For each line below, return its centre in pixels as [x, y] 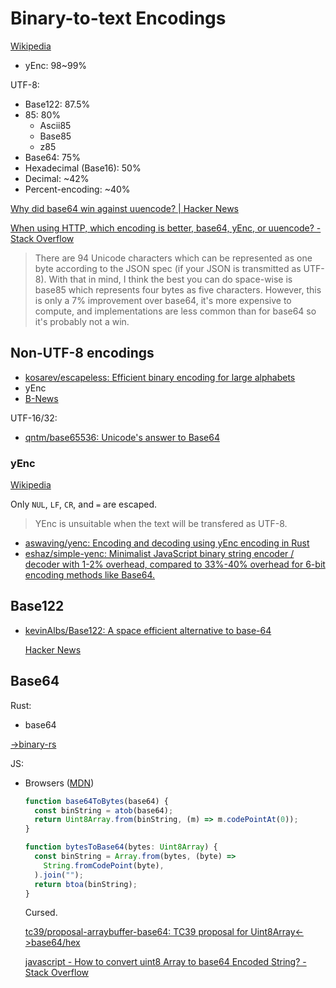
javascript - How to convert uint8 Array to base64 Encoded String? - [165, 962]
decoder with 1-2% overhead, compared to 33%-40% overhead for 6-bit [175, 564]
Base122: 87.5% [57, 104]
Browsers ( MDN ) [59, 783]
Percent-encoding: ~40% [77, 189]
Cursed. [41, 913]
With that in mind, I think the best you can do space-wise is [170, 279]
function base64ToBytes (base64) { [96, 801]
